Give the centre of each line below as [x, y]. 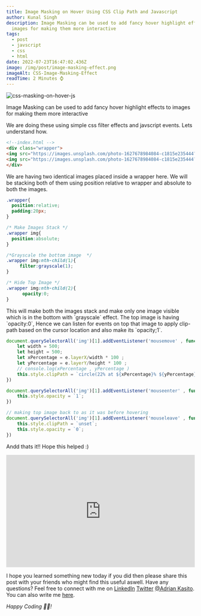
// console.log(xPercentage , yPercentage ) [73, 369]
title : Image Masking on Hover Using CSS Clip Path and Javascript [92, 12]
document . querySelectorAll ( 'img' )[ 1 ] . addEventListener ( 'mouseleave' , [96, 418]
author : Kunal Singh [32, 17]
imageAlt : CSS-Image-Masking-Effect [52, 73]
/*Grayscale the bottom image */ [49, 255]
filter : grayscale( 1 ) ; [46, 266]
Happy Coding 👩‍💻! [29, 606]
